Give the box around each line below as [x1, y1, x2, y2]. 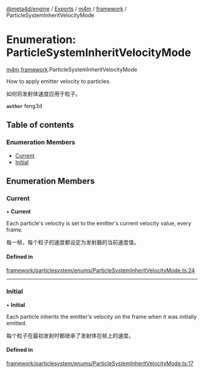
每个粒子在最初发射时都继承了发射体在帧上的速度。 [6, 332, 134, 339]
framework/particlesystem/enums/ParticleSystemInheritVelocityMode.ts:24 [6, 267, 195, 274]
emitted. [6, 319, 27, 327]
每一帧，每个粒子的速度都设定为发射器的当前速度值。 [6, 239, 140, 246]
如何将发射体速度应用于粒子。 [6, 90, 81, 97]
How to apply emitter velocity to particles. [6, 77, 111, 84]
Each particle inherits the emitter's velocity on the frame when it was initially [6, 313, 197, 320]
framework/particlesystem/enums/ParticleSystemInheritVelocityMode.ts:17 [6, 360, 194, 367]
